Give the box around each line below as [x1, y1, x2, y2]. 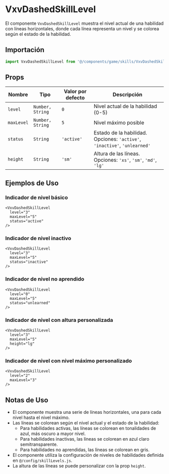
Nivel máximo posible [94, 119, 144, 126]
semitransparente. [20, 441, 58, 448]
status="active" [10, 219, 44, 224]
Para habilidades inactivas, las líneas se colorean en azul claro [20, 436, 149, 442]
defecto [65, 94, 85, 102]
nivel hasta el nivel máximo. [12, 414, 70, 420]
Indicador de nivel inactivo [5, 235, 71, 242]
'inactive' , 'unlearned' [94, 142, 151, 149]
